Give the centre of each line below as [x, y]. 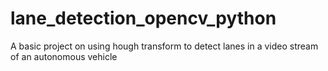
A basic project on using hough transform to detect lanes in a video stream [164, 46]
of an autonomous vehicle [64, 56]
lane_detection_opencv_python [143, 18]
